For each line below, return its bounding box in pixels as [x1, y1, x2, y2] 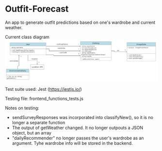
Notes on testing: [5, 105, 40, 111]
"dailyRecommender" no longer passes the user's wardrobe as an [12, 135, 144, 141]
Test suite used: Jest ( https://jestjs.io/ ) [5, 86, 82, 92]
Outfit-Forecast [5, 3, 69, 15]
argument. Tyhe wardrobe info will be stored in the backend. [12, 140, 133, 146]
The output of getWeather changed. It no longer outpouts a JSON [12, 125, 144, 131]
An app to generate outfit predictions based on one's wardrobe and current [5, 19, 156, 25]
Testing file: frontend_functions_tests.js [5, 96, 83, 101]
